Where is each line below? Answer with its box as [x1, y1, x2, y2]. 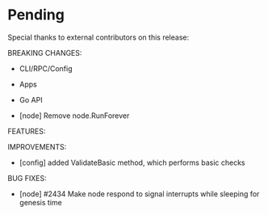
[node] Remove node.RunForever [19, 111, 130, 120]
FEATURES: [7, 126, 46, 136]
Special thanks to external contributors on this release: [7, 32, 190, 42]
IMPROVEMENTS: [7, 141, 67, 151]
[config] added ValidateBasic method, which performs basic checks [19, 158, 245, 167]
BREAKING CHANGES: [7, 48, 82, 57]
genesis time [19, 197, 62, 207]
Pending [7, 6, 65, 24]
